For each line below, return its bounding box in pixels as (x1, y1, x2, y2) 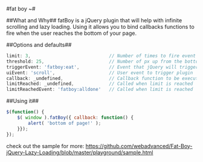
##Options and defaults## (6, 42, 72, 48)
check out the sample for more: (6, 142, 85, 149)
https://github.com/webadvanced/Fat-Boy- (85, 142, 193, 149)
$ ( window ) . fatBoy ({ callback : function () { (17, 114, 134, 120)
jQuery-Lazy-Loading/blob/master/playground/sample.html (6, 149, 153, 156)
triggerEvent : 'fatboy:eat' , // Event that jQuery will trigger (6, 64, 199, 70)
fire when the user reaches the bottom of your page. (6, 30, 137, 37)
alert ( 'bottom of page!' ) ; (28, 120, 101, 126)
